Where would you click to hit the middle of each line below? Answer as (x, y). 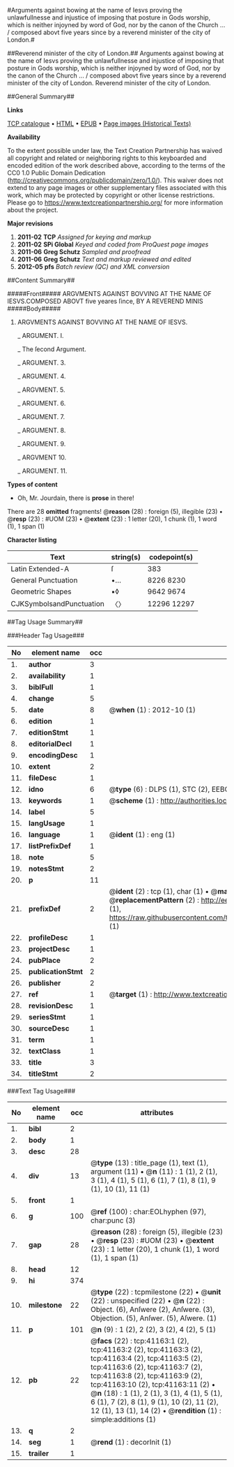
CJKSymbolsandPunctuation (57, 604)
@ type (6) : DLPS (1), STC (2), (159, 789)
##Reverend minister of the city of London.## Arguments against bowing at (116, 53)
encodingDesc (53, 755)
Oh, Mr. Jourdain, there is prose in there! (76, 498)
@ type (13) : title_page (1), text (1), (149, 1163)
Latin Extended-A (40, 569)
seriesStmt (47, 1017)
